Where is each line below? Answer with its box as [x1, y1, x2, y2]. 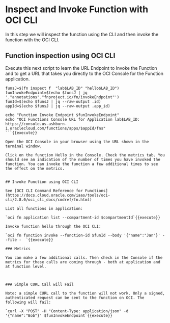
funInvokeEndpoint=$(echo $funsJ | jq [5, 90, 88, 95]
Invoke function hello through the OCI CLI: [5, 224, 101, 229]
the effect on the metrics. [5, 166, 65, 171]
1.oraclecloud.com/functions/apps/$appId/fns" [5, 126, 106, 131]
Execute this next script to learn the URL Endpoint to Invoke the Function [5, 65, 157, 71]
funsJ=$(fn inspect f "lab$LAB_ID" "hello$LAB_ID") [5, 86, 120, 91]
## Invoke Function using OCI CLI [5, 179, 79, 184]
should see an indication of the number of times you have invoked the [5, 157, 160, 162]
